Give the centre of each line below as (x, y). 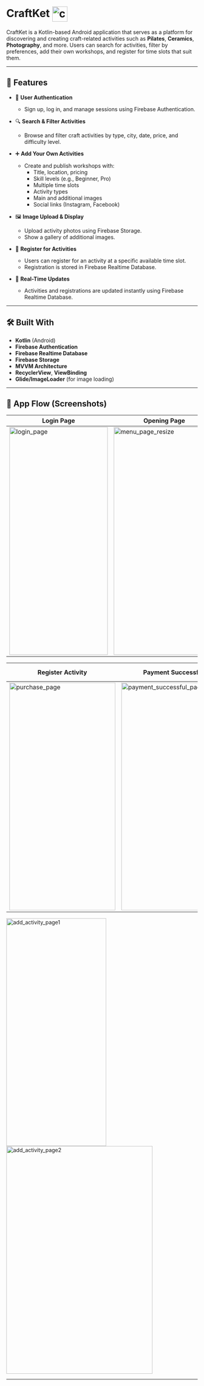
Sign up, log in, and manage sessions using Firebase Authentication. (110, 109)
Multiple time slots (56, 185)
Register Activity (62, 672)
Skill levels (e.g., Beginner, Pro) (72, 179)
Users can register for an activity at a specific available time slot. (105, 261)
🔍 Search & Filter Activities (50, 121)
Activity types (50, 191)
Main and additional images (68, 198)
